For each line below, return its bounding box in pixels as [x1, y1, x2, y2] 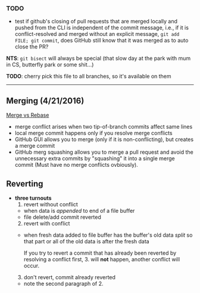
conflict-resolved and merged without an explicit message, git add [14, 30, 180, 38]
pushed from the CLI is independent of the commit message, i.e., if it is [14, 24, 189, 31]
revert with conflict [23, 219, 70, 227]
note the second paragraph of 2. [23, 280, 104, 287]
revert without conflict [23, 200, 79, 207]
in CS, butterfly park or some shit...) [6, 61, 94, 68]
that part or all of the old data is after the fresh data [23, 237, 150, 245]
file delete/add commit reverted [23, 213, 101, 221]
